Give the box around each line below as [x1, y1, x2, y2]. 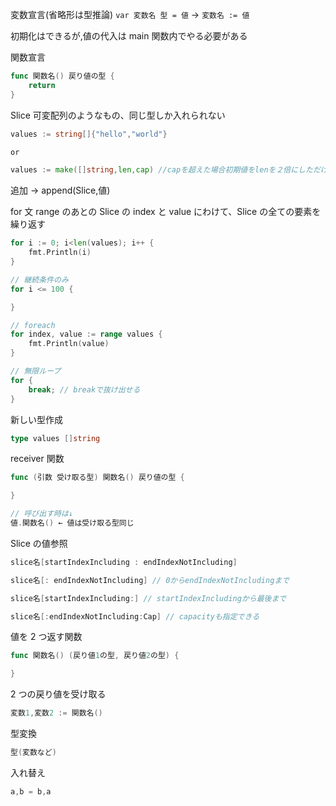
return [28, 80, 56, 90]
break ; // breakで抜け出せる [28, 384, 141, 395]
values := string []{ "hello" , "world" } [10, 129, 168, 139]
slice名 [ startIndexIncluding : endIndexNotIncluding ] [10, 557, 238, 567]
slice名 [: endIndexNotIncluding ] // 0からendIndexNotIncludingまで [10, 575, 290, 585]
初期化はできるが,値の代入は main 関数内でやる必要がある [10, 30, 248, 42]
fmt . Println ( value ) [28, 339, 110, 349]
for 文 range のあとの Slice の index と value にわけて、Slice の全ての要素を [10, 206, 322, 218]
